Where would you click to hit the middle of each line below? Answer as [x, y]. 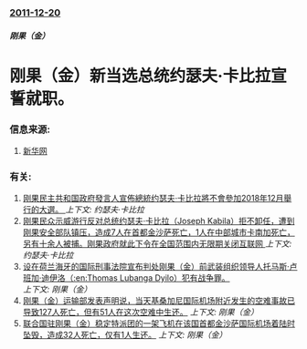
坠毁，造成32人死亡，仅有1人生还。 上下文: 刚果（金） [125, 335]
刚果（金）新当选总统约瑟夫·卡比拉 [140, 76]
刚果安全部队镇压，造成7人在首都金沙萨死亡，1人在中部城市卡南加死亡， [159, 232]
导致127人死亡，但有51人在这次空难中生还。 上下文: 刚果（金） [140, 313]
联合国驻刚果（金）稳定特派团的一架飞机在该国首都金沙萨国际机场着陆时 [159, 323]
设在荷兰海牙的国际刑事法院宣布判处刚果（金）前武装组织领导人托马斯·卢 [160, 267]
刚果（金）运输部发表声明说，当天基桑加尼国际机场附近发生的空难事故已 [159, 301]
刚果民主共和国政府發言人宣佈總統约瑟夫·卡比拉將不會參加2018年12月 [153, 199]
